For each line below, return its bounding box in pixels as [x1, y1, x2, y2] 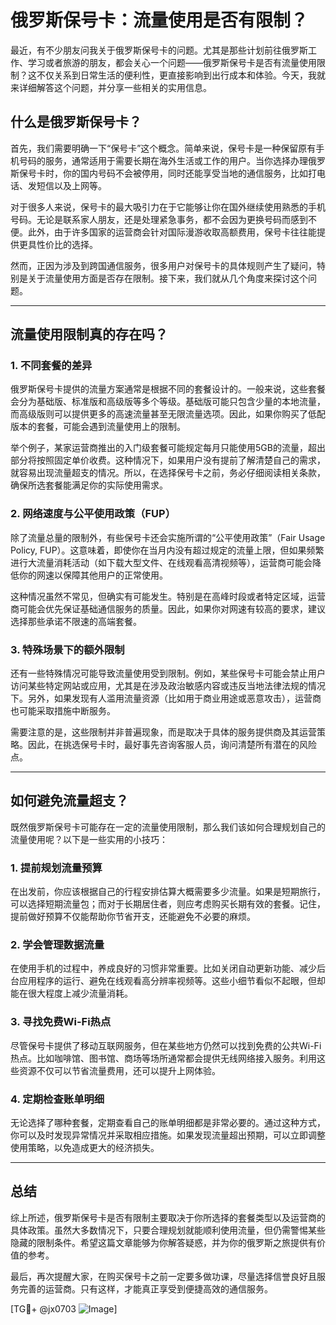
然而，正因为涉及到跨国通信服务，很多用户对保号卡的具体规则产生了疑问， [10, 259, 317, 271]
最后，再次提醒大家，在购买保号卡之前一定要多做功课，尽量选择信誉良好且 [10, 1270, 317, 1282]
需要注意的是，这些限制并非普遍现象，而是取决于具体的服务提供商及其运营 [10, 726, 317, 738]
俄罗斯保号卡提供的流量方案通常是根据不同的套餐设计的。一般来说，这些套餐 [10, 383, 326, 395]
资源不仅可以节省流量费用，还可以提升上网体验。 [18, 1064, 221, 1076]
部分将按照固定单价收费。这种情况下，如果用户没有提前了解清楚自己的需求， [10, 454, 326, 466]
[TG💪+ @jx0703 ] [10, 1302, 118, 1315]
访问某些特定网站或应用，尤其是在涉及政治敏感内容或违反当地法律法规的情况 [10, 680, 326, 692]
